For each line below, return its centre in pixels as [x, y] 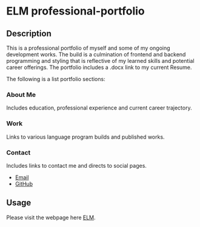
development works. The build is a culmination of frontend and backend [96, 54]
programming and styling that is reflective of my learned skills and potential [101, 61]
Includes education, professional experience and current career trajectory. [99, 108]
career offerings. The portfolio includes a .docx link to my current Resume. [99, 67]
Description [29, 34]
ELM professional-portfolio [75, 11]
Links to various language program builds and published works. [85, 137]
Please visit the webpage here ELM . [51, 217]
